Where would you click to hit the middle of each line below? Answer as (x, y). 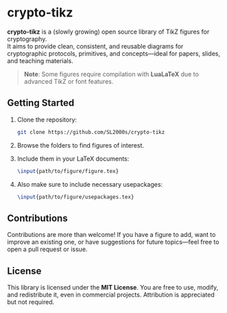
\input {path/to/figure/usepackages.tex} (75, 197)
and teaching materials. (40, 60)
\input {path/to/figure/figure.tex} (68, 171)
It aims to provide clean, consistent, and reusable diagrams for (95, 46)
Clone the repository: (47, 119)
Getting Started (41, 103)
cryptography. (27, 38)
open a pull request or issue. (47, 249)
